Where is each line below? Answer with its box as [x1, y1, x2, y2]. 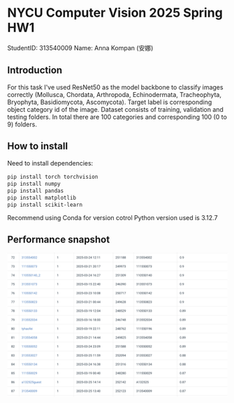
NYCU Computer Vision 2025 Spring [7, 5, 224, 21]
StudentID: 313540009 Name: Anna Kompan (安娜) [7, 43, 154, 52]
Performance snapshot [7, 233, 110, 245]
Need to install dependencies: [7, 159, 94, 167]
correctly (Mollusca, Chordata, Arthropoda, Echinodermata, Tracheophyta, [7, 90, 222, 98]
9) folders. [7, 120, 37, 129]
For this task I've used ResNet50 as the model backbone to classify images [7, 82, 224, 91]
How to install [7, 140, 68, 152]
